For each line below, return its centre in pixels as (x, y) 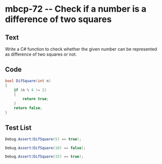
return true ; (36, 99)
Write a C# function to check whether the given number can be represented (81, 49)
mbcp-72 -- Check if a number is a (76, 9)
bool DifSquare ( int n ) (28, 81)
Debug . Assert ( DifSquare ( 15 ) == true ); (44, 157)
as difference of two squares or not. (41, 54)
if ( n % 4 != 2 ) (30, 90)
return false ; (28, 108)
